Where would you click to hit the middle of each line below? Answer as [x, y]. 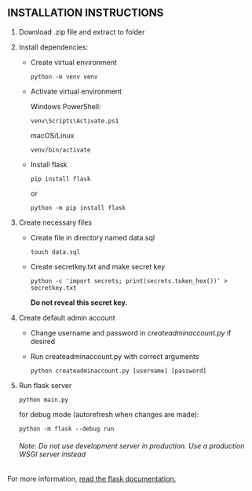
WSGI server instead [52, 454]
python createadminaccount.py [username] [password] [119, 371]
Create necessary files [55, 222]
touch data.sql [55, 252]
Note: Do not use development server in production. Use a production [131, 446]
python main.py [44, 400]
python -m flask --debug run [66, 429]
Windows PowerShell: [66, 106]
